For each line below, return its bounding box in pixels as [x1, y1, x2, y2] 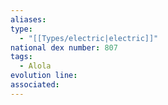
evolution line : [10, 71, 78, 81]
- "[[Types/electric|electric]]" [19, 33, 159, 43]
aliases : [10, 14, 47, 25]
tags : [10, 52, 33, 62]
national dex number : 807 [10, 42, 118, 53]
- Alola [19, 61, 52, 71]
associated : [10, 80, 60, 90]
